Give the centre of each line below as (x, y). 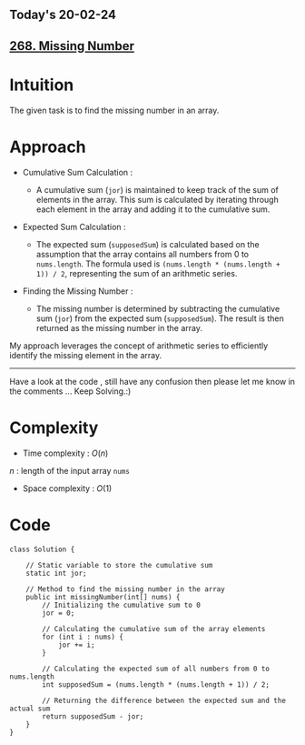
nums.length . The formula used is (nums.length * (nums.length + (158, 264)
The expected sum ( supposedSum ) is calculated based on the (148, 244)
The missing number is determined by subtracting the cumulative (158, 308)
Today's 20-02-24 (63, 15)
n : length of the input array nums (69, 470)
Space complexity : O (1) (67, 488)
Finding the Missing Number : (78, 291)
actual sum (30, 709)
